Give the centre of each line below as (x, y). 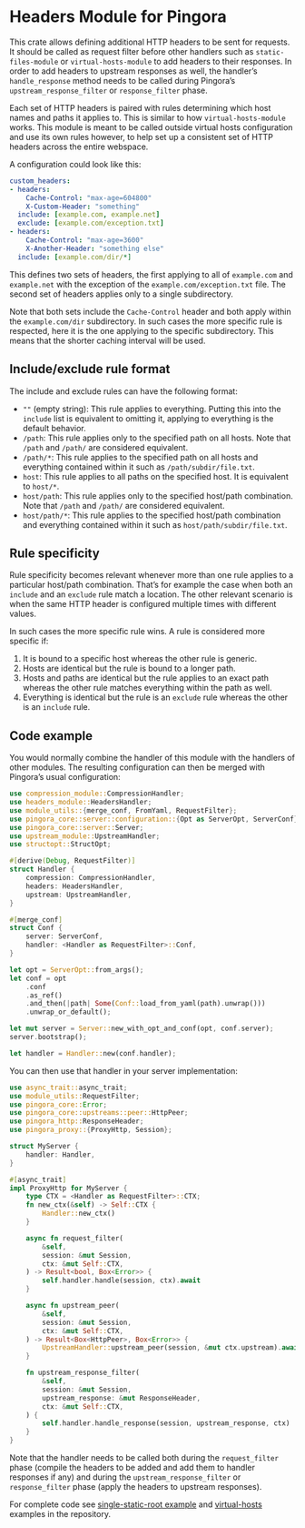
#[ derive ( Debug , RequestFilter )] (73, 861)
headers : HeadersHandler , (75, 886)
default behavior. (54, 428)
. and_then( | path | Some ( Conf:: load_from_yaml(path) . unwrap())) (146, 1004)
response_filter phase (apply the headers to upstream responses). (136, 1487)
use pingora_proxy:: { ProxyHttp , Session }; (91, 1130)
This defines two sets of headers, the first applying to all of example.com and (151, 274)
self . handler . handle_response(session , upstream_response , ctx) (166, 1423)
